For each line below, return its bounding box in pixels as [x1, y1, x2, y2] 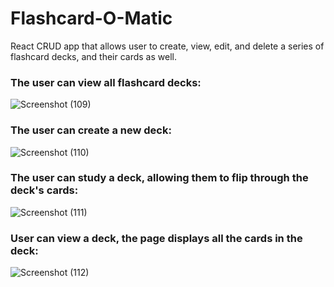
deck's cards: [10, 183, 79, 197]
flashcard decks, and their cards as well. [10, 50, 177, 62]
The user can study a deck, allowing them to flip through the [10, 171, 309, 185]
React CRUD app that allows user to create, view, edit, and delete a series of [10, 40, 325, 52]
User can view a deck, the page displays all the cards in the [10, 231, 303, 245]
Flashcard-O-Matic [10, 7, 173, 30]
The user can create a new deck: [10, 123, 172, 137]
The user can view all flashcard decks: [10, 75, 202, 89]
